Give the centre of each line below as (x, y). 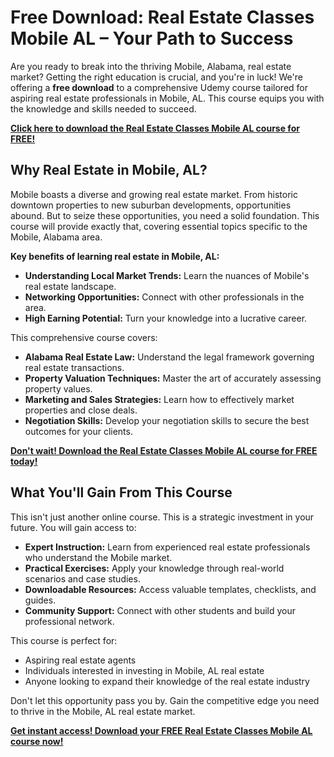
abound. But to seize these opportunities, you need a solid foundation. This (165, 215)
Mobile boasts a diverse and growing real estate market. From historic (154, 194)
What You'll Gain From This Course (121, 492)
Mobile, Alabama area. (56, 237)
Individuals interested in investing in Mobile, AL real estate (144, 670)
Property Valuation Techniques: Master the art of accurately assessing (173, 378)
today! (24, 461)
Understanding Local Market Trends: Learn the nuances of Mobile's (167, 275)
